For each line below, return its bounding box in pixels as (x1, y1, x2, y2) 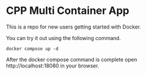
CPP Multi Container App (6, 4, 129, 17)
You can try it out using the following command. (6, 34, 121, 41)
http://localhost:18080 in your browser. (6, 62, 99, 69)
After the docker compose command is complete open (6, 56, 137, 63)
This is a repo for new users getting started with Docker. (6, 23, 141, 30)
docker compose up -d (6, 45, 59, 52)
